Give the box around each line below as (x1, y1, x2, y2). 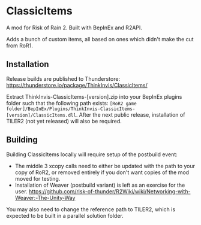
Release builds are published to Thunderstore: (6, 75, 121, 82)
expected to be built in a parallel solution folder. (6, 212, 124, 219)
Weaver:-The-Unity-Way (14, 194, 76, 201)
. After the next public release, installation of (76, 111, 185, 118)
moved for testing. (14, 175, 61, 182)
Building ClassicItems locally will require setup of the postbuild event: (6, 151, 178, 158)
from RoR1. (6, 42, 33, 49)
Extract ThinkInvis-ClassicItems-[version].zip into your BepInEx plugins (6, 93, 182, 100)
